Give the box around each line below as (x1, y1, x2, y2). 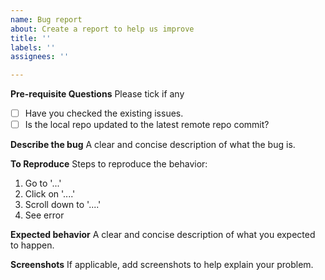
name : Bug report (10, 14, 83, 25)
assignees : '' (10, 52, 70, 62)
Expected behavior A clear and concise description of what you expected (10, 229, 316, 241)
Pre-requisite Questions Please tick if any (10, 88, 185, 100)
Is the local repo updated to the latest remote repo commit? (24, 119, 270, 131)
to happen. (10, 239, 55, 251)
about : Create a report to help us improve (10, 24, 195, 34)
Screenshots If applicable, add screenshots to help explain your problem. (10, 259, 314, 271)
